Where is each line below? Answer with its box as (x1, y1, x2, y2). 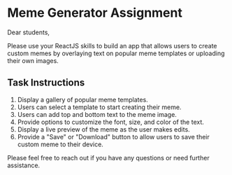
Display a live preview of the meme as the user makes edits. (17, 125, 190, 134)
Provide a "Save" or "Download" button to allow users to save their (17, 132, 210, 141)
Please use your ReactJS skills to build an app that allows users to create (7, 41, 217, 50)
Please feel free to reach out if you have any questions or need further (7, 153, 210, 162)
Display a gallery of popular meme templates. (17, 95, 148, 104)
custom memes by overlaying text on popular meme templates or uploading (7, 49, 225, 57)
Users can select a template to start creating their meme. (17, 103, 182, 111)
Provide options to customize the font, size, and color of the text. (17, 118, 205, 126)
